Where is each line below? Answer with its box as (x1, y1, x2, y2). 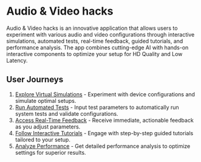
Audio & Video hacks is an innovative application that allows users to (6, 24, 178, 32)
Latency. (6, 57, 28, 64)
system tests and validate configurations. (15, 110, 118, 117)
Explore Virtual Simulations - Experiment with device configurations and (15, 90, 196, 98)
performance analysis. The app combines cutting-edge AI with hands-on (6, 44, 189, 51)
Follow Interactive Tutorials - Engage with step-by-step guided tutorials (15, 129, 194, 136)
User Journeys (6, 74, 64, 85)
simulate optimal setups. (15, 97, 77, 104)
